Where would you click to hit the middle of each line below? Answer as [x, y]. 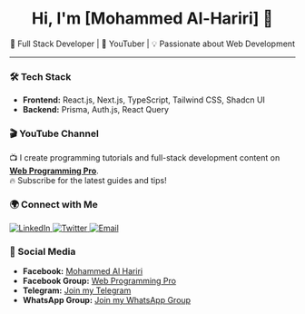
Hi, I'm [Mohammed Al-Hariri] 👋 [152, 19]
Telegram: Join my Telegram [77, 290]
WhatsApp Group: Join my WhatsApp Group [107, 300]
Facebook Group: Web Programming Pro [99, 281]
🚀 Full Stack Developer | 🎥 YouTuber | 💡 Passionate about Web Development [152, 44]
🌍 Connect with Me [54, 205]
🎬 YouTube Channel [54, 133]
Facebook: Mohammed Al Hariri [83, 271]
